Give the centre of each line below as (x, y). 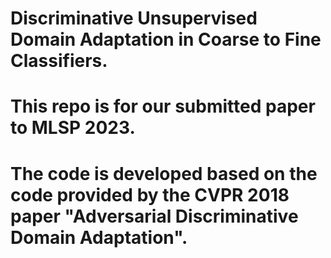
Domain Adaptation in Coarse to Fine (166, 39)
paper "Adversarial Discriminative (154, 216)
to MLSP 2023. (73, 128)
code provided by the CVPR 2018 (150, 194)
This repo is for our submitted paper (163, 106)
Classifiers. (59, 61)
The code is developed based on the (164, 173)
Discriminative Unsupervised (134, 18)
